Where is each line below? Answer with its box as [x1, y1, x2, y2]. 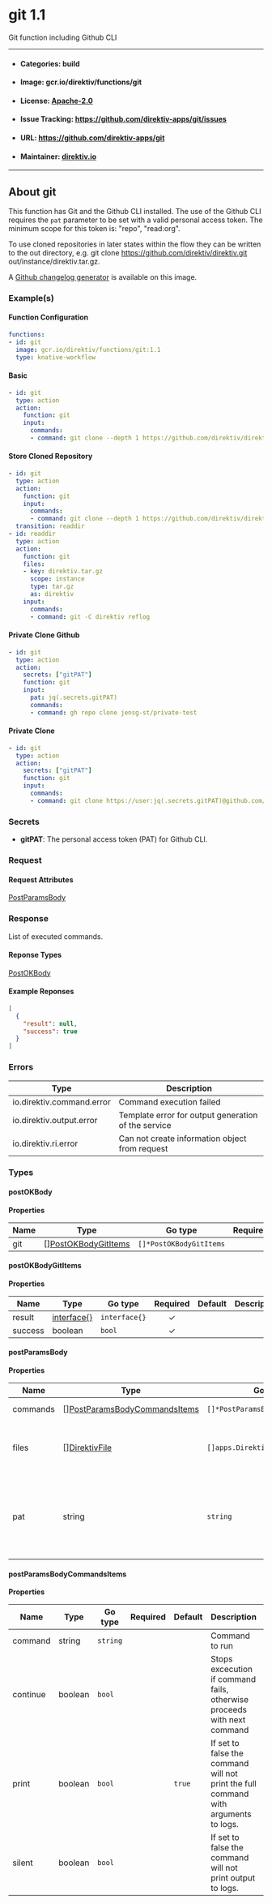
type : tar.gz [29, 582, 74, 591]
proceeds [210, 1705, 247, 1716]
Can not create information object [118, 1133, 247, 1144]
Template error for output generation [118, 1109, 258, 1121]
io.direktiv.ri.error [12, 1138, 79, 1149]
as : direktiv [29, 590, 74, 598]
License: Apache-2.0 [19, 96, 93, 105]
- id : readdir [8, 530, 57, 538]
